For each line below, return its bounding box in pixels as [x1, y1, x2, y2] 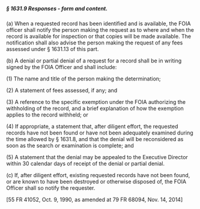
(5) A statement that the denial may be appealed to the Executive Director [6, 153, 188, 160]
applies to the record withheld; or [6, 111, 89, 118]
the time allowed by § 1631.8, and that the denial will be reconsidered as [6, 135, 184, 142]
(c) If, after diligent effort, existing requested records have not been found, [6, 171, 190, 178]
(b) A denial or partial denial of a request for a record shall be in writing [6, 57, 182, 64]
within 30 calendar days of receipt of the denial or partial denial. [6, 160, 165, 167]
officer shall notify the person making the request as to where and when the [6, 26, 194, 33]
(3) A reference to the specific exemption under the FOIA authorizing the [6, 98, 186, 105]
